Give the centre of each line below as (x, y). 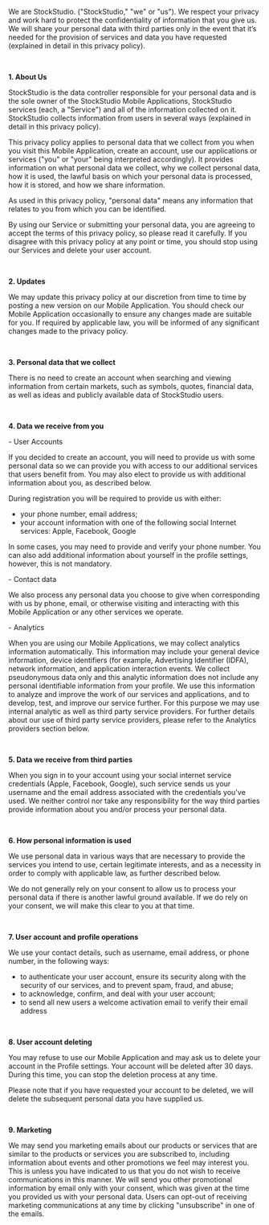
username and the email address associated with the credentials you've (127, 792)
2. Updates (27, 281)
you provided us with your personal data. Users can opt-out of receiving (128, 1196)
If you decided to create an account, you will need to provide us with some (132, 457)
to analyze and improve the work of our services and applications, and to (129, 694)
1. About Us (28, 77)
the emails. (26, 1214)
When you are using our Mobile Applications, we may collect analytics (124, 643)
